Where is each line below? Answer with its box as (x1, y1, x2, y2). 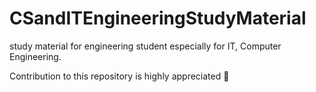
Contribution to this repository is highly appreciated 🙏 (9, 70, 230, 82)
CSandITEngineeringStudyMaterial (9, 7, 307, 30)
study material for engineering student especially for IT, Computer (9, 40, 282, 52)
